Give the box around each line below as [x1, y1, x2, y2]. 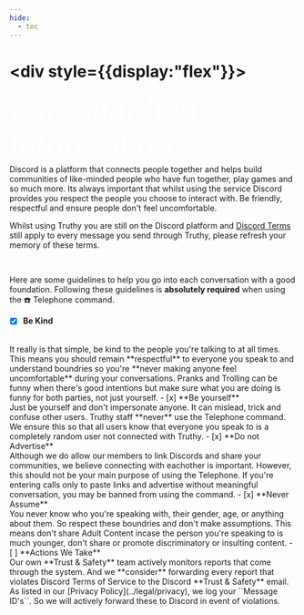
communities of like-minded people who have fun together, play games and [9, 174, 293, 185]
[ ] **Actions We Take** [9, 547, 101, 558]
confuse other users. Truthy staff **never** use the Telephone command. [9, 411, 287, 422]
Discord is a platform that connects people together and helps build [9, 164, 262, 175]
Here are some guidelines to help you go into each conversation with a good [9, 274, 296, 285]
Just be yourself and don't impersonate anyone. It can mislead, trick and [9, 402, 282, 413]
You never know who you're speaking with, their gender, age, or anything [9, 507, 285, 519]
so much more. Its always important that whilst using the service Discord [9, 183, 282, 194]
